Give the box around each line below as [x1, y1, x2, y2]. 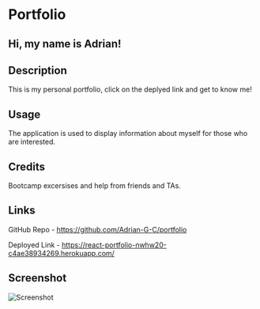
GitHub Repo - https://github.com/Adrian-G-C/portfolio [8, 224, 187, 234]
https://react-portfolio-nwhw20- [62, 239, 168, 250]
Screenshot [8, 271, 67, 285]
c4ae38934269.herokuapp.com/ [8, 248, 115, 258]
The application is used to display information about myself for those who [8, 129, 248, 138]
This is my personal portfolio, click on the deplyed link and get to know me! [8, 85, 253, 94]
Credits [8, 160, 46, 173]
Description [8, 63, 67, 77]
